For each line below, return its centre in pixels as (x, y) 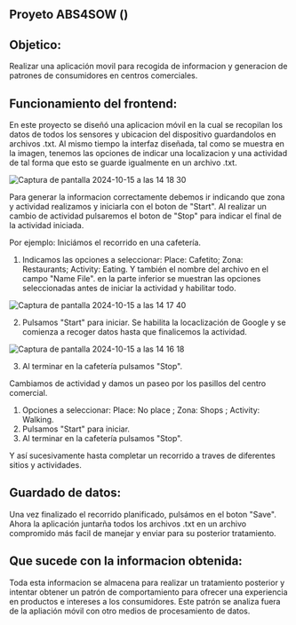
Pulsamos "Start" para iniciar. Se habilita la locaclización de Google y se (154, 322)
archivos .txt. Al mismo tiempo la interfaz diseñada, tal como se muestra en (147, 144)
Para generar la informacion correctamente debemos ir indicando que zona (147, 197)
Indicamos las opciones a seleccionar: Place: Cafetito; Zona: (132, 260)
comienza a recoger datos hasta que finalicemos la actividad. (134, 332)
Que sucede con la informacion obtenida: (126, 562)
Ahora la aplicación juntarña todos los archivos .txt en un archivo (128, 524)
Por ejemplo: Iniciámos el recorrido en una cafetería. (105, 242)
